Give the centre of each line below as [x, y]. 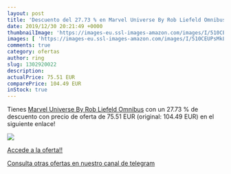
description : [26, 71]
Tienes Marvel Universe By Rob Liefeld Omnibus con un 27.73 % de [103, 110]
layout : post [26, 13]
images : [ [21, 39]
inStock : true [27, 90]
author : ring [26, 58]
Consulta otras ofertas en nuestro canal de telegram [81, 163]
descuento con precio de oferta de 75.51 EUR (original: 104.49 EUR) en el [111, 116]
